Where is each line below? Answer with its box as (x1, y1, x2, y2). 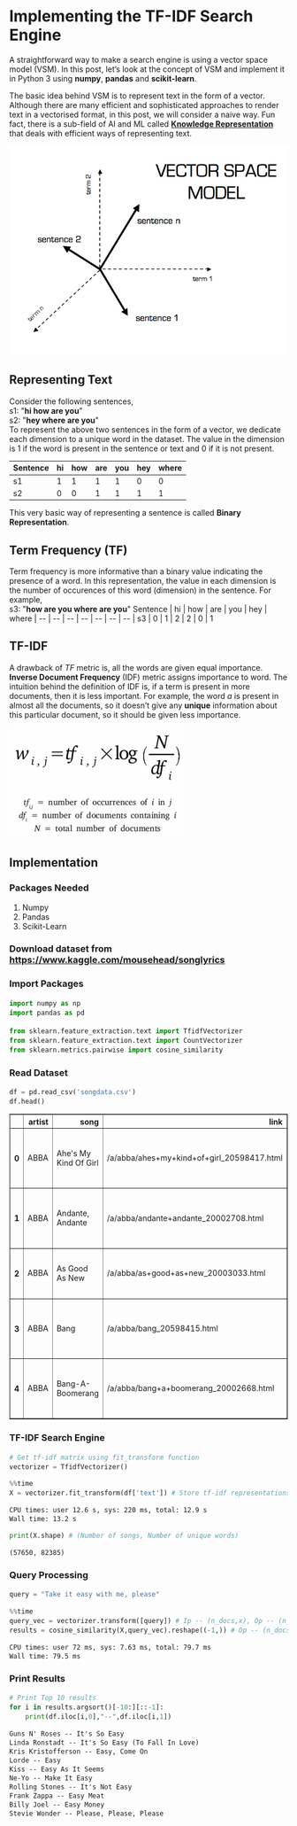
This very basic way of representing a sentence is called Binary (9, 508, 241, 518)
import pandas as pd (9, 1008, 86, 1017)
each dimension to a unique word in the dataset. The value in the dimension (9, 433, 286, 444)
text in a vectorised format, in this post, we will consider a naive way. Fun (9, 109, 276, 120)
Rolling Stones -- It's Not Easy (9, 1783, 133, 1791)
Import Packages (9, 977, 84, 990)
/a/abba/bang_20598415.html (107, 1323, 218, 1334)
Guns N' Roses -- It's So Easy (9, 1729, 125, 1738)
